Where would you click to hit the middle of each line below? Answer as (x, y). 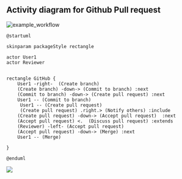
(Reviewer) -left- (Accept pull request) (71, 126)
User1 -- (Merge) (39, 137)
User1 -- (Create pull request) (61, 105)
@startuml (19, 36)
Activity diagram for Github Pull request (83, 10)
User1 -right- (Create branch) (58, 84)
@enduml (16, 158)
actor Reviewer (26, 62)
